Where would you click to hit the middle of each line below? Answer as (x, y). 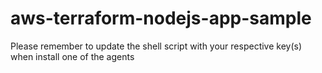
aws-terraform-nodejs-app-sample (161, 18)
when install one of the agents (72, 56)
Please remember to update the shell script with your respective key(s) (156, 46)
